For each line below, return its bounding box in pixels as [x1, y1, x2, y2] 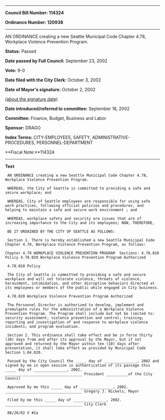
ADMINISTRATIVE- [92, 134, 130, 140]
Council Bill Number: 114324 [5, 10, 64, 15]
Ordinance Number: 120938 [5, 19, 63, 25]
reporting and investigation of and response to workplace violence [5, 320, 148, 325]
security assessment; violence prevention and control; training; [5, 315, 144, 320]
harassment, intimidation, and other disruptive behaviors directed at [5, 281, 155, 286]
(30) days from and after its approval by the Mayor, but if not [5, 337, 141, 342]
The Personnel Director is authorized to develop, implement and [7, 303, 144, 307]
